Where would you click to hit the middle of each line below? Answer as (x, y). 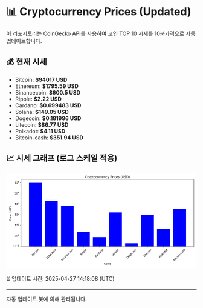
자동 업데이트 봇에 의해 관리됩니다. (47, 299)
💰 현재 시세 (27, 62)
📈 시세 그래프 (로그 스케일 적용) (62, 158)
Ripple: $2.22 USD (38, 99)
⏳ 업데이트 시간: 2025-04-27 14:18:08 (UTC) (60, 278)
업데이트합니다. (24, 41)
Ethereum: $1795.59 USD (47, 86)
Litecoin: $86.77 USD (42, 124)
